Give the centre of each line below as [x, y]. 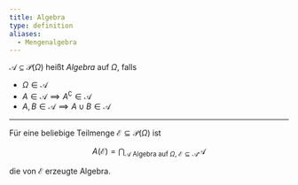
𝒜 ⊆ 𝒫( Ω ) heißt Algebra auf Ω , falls [73, 67]
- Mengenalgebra [47, 42]
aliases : [25, 34]
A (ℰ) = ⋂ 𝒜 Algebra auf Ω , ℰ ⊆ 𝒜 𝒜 [149, 152]
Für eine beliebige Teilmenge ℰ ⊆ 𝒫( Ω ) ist [85, 133]
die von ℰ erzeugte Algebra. [60, 171]
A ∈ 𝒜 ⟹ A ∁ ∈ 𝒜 [57, 96]
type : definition [41, 26]
